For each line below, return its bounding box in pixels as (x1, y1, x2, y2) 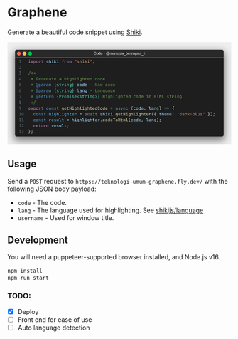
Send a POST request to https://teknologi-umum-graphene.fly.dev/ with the (7, 177, 229, 185)
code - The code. (17, 198, 67, 207)
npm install (7, 268, 43, 275)
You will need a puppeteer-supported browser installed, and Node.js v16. (7, 253, 221, 261)
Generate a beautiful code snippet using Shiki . (7, 28, 143, 36)
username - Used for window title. (17, 213, 114, 221)
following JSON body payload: (7, 184, 97, 193)
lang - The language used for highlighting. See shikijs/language (17, 206, 204, 214)
